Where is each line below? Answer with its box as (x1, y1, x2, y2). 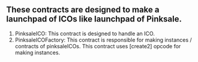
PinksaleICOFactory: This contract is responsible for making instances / (14, 36, 192, 44)
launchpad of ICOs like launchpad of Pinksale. (6, 14, 182, 24)
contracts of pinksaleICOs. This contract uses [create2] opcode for (14, 42, 181, 49)
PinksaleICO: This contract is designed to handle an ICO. (14, 30, 155, 37)
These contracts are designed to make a (6, 5, 160, 15)
